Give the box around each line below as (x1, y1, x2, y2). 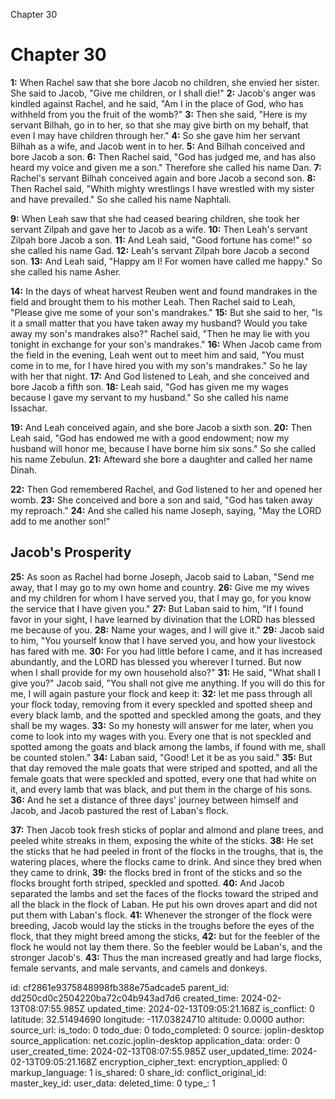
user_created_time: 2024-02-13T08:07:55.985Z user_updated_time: (10, 1045, 290, 1057)
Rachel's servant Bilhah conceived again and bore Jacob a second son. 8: (10, 172, 317, 184)
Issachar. (10, 402, 48, 414)
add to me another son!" (10, 515, 111, 527)
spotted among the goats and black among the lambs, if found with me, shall (10, 740, 326, 753)
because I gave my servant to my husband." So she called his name (10, 391, 289, 403)
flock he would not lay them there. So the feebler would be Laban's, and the (10, 940, 323, 953)
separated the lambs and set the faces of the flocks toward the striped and (10, 887, 319, 899)
